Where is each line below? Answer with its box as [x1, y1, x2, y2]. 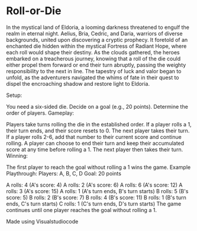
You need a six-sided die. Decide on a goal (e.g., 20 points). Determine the [6, 103, 188, 110]
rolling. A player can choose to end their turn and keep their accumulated [6, 139, 185, 147]
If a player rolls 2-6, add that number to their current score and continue [6, 133, 182, 140]
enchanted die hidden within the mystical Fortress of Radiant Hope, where [6, 43, 187, 50]
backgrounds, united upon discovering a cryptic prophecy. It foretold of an [6, 36, 188, 43]
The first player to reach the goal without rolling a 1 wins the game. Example [6, 164, 191, 171]
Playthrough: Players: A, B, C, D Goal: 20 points [6, 170, 121, 177]
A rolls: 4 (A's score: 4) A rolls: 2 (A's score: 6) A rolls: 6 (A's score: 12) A [6, 181, 183, 188]
